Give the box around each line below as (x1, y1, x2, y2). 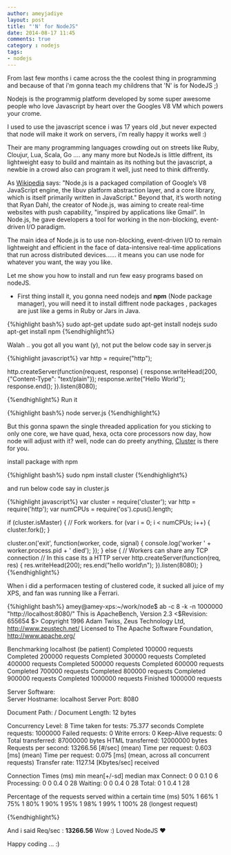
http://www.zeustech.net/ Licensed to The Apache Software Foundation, (7, 624, 214, 632)
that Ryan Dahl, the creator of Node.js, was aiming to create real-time (7, 201, 205, 209)
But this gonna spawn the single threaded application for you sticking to (7, 422, 212, 430)
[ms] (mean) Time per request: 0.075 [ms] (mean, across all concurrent (7, 751, 210, 759)
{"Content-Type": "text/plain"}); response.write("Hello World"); (7, 374, 185, 383)
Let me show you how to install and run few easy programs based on (7, 271, 203, 279)
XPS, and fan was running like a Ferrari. (7, 589, 119, 597)
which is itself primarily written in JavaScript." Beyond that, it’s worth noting (7, 193, 222, 201)
